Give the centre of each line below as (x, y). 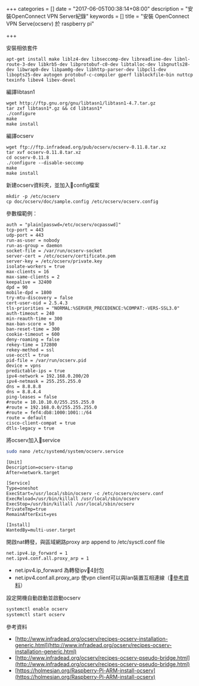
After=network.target (33, 472)
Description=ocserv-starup (40, 467)
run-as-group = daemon (34, 246)
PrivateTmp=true (26, 509)
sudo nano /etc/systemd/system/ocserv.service (65, 452)
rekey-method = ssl (30, 350)
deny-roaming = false (33, 339)
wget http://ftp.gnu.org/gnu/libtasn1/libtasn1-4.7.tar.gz (81, 103)
